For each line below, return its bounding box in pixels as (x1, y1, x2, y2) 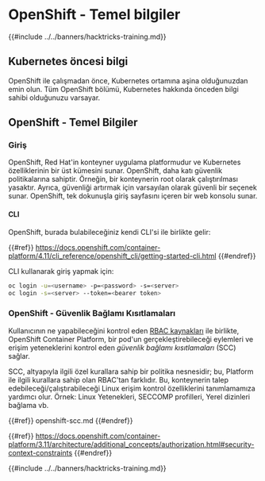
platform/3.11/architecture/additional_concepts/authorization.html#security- (8, 439, 255, 449)
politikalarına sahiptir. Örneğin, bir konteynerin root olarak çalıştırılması (8, 175, 238, 184)
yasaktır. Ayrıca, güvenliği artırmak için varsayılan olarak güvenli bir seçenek (8, 183, 258, 192)
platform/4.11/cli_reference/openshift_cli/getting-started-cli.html (8, 251, 217, 260)
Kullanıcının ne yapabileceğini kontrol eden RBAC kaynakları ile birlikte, (8, 325, 240, 335)
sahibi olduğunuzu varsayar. (8, 93, 101, 102)
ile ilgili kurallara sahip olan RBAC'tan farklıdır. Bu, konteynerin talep (8, 375, 229, 384)
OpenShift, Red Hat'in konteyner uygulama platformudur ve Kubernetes (8, 157, 241, 167)
